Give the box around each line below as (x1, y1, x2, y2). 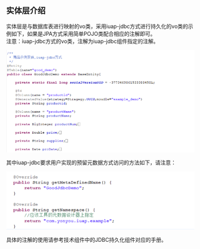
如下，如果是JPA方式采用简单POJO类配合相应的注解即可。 (11, 30, 156, 37)
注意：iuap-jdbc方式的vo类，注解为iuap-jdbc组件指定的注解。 (6, 38, 159, 45)
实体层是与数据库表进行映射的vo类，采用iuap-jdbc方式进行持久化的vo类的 (6, 23, 189, 30)
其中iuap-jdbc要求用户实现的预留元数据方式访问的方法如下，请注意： (6, 159, 177, 166)
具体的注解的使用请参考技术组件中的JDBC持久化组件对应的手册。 (6, 236, 167, 244)
